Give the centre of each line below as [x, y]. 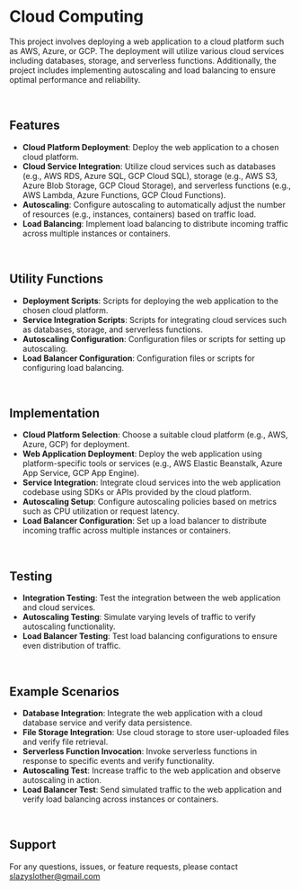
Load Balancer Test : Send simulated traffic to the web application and [152, 790]
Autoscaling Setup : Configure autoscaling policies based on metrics [149, 502]
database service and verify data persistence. [107, 723]
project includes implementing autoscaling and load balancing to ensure [142, 70]
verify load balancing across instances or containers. [120, 799]
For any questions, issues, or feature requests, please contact [124, 867]
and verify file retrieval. [65, 742]
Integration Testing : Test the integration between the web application [151, 598]
